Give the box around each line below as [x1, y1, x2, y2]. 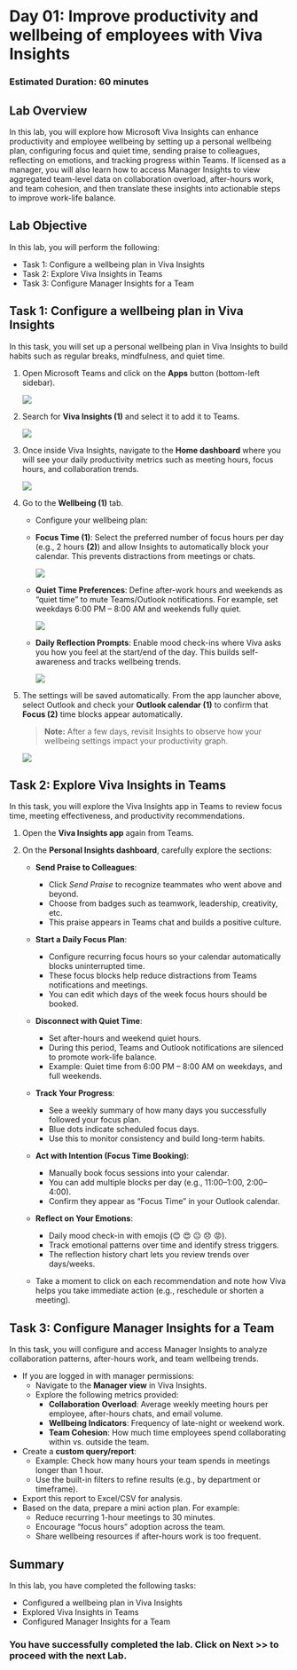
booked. [48, 998, 79, 1009]
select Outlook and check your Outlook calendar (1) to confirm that [21, 699, 269, 710]
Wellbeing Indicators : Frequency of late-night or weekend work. [48, 1418, 285, 1429]
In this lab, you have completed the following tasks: [9, 1579, 197, 1590]
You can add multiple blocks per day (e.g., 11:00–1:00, [48, 1178, 245, 1188]
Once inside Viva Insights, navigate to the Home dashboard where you [21, 445, 282, 455]
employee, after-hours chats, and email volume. [48, 1408, 223, 1419]
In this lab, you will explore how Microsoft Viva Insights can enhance [9, 126, 259, 137]
